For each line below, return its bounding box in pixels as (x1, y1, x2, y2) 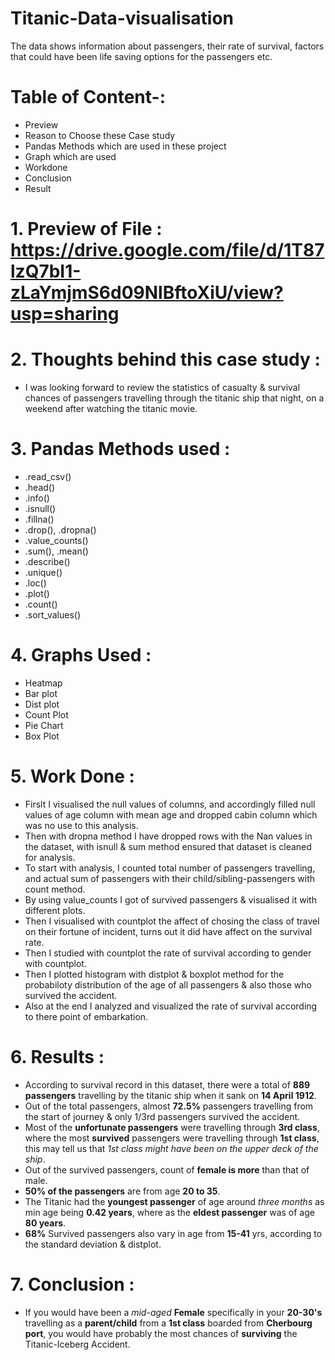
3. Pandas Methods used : (10, 438, 231, 461)
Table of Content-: (10, 86, 167, 109)
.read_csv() (24, 470, 72, 482)
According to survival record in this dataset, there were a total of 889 (24, 1078, 311, 1091)
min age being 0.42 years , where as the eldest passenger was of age (24, 1206, 315, 1218)
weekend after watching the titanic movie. (24, 403, 198, 414)
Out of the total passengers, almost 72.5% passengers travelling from (24, 1100, 314, 1112)
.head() (24, 481, 56, 493)
